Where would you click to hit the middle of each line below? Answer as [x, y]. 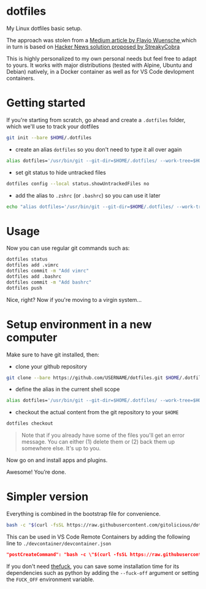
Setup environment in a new [79, 324]
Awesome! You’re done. [36, 472]
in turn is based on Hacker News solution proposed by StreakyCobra [93, 47]
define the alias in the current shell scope [67, 389]
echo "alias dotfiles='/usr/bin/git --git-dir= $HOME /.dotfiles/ [90, 207]
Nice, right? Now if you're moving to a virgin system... [74, 299]
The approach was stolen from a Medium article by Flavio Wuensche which [102, 40]
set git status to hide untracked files [60, 172]
